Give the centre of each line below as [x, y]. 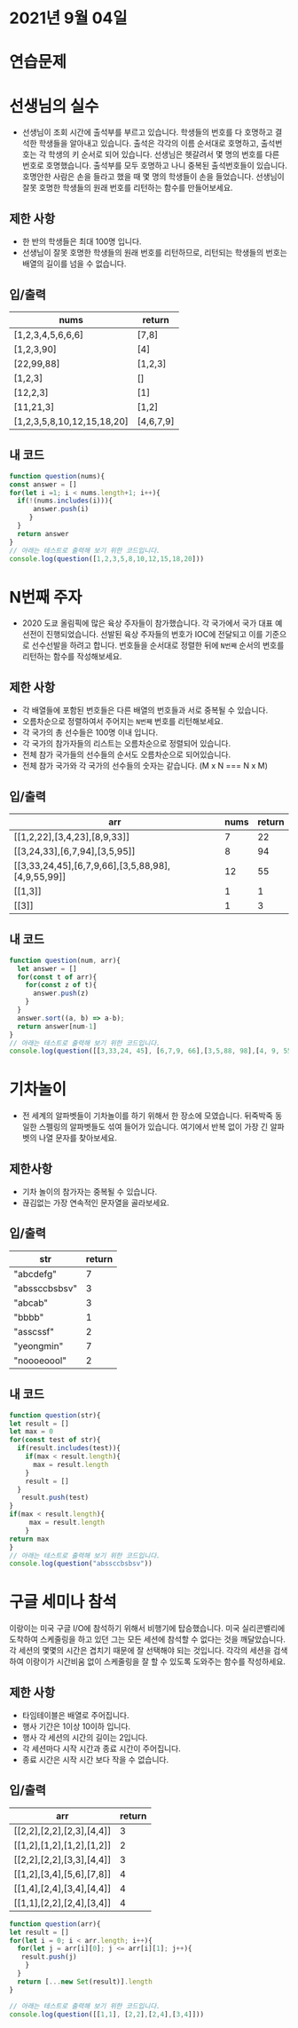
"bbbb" [29, 1317]
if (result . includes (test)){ [69, 1448]
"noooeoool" [40, 1361]
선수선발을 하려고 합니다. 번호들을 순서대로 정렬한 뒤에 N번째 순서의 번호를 [158, 645]
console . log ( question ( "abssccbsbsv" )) [81, 1564]
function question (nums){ [57, 476]
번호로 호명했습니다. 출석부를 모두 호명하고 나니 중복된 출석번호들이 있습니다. [155, 166]
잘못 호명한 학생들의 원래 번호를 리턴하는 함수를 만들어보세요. [127, 188]
